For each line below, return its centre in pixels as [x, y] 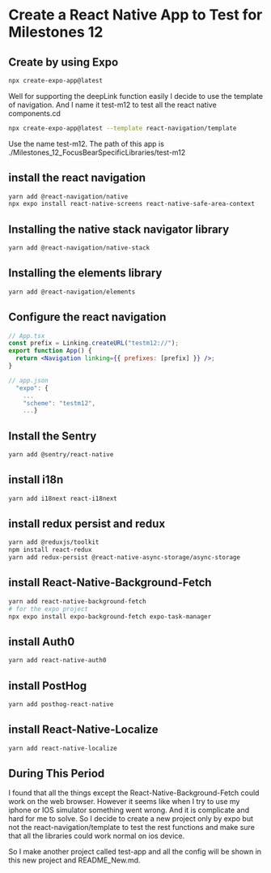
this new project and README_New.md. [74, 860]
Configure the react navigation [87, 317]
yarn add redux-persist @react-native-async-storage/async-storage [125, 558]
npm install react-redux [50, 550]
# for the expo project [49, 609]
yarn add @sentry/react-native [61, 455]
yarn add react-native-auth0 [57, 661]
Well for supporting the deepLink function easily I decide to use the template [136, 96]
